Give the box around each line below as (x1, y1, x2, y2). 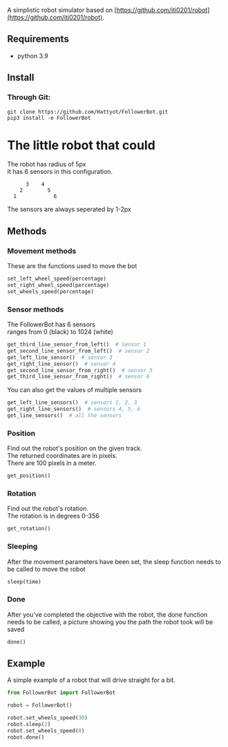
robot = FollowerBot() (7, 702, 73, 709)
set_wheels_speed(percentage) (7, 288, 95, 295)
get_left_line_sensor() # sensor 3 (7, 353, 113, 361)
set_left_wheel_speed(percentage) (7, 275, 107, 283)
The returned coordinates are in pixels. (7, 452, 117, 460)
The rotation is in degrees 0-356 (7, 512, 100, 520)
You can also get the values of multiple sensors (7, 386, 142, 394)
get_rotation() (7, 525, 51, 532)
